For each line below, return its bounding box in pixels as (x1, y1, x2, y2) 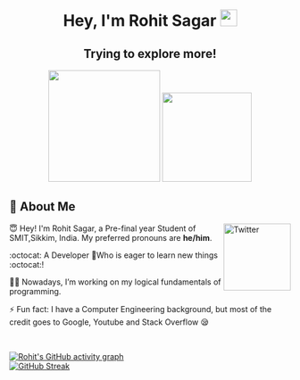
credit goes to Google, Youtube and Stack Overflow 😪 (9, 317, 210, 327)
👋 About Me (9, 199, 76, 214)
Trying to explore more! (83, 45, 217, 62)
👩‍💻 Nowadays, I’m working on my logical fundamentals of (9, 277, 221, 287)
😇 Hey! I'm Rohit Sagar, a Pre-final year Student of (9, 223, 196, 234)
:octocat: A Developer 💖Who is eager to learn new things (9, 250, 219, 260)
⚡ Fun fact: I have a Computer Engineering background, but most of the (9, 303, 272, 314)
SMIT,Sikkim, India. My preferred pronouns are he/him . (9, 232, 212, 243)
